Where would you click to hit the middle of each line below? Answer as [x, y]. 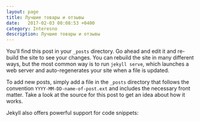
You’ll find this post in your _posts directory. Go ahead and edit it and [91, 51]
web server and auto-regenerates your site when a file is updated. [88, 70]
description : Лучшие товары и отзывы [53, 34]
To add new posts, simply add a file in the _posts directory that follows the [98, 82]
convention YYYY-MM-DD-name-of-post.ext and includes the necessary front [98, 88]
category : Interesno [32, 29]
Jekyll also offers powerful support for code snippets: [72, 113]
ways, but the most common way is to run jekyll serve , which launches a [98, 64]
